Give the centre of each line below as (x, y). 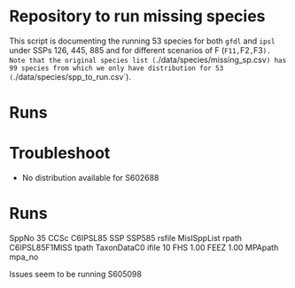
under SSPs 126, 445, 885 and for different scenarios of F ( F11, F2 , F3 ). (140, 50)
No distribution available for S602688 (90, 178)
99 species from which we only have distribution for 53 (116, 68)
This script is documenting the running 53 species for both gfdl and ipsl (142, 41)
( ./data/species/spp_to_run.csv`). (70, 76)
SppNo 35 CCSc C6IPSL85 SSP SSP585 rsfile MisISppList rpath (125, 238)
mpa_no (24, 257)
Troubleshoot (60, 153)
